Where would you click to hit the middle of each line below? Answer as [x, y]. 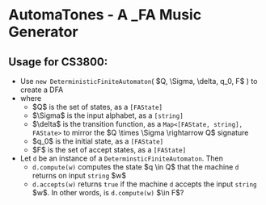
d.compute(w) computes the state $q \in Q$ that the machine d [135, 167]
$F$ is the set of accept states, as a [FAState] [109, 150]
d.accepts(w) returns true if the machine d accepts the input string [144, 184]
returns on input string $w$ [79, 176]
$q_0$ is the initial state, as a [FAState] [98, 141]
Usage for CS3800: [58, 62]
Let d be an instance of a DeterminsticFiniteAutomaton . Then [122, 158]
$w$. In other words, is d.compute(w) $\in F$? [108, 192]
